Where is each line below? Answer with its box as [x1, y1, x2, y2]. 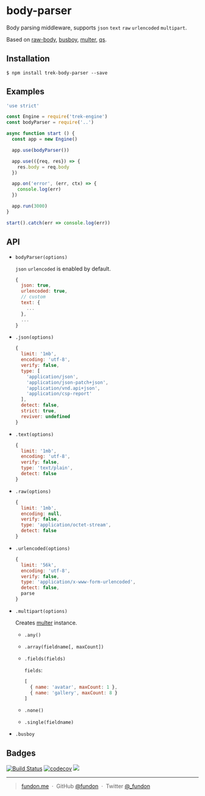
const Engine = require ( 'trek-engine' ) [6, 114, 108, 120]
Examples [6, 86, 45, 97]
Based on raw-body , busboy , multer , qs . [6, 36, 107, 43]
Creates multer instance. [15, 619, 77, 626]
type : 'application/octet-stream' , [21, 522, 112, 528]
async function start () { [6, 130, 75, 137]
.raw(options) [15, 488, 51, 495]
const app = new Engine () [12, 136, 78, 143]
